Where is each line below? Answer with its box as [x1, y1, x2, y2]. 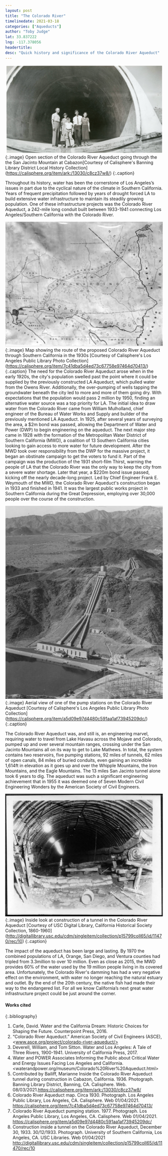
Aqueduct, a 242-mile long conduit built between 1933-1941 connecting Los [5, 206, 161, 212]
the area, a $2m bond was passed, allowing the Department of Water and [5, 422, 156, 428]
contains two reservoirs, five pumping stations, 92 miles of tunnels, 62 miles [5, 752, 162, 758]
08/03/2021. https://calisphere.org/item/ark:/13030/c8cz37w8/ [12, 1086, 141, 1092]
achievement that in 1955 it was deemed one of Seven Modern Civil [5, 778, 144, 784]
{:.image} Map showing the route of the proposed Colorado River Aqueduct [5, 347, 160, 353]
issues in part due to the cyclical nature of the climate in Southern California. [5, 185, 163, 191]
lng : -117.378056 [5, 40, 41, 45]
